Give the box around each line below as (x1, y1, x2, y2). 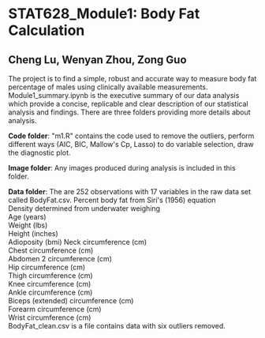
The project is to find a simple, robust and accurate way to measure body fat (8, 74, 257, 83)
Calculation (8, 21, 85, 39)
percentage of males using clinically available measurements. (8, 82, 208, 92)
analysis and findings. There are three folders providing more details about (8, 107, 251, 117)
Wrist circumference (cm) (8, 313, 91, 322)
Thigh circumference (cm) (8, 271, 93, 280)
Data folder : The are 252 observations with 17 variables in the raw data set (8, 187, 251, 196)
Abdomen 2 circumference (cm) (8, 254, 113, 263)
